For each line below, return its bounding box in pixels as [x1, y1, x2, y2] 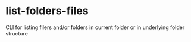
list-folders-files [5, 4, 89, 18]
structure [5, 30, 28, 37]
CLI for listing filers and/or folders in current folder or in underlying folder [5, 24, 185, 31]
